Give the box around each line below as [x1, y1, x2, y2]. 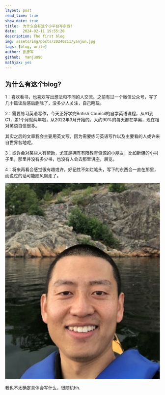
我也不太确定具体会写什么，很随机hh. [5, 385, 81, 391]
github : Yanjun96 [5, 55, 43, 60]
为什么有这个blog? [5, 80, 61, 88]
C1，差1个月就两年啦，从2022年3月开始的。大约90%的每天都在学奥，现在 [5, 117, 155, 123]
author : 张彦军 [5, 49, 34, 54]
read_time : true [5, 13, 38, 18]
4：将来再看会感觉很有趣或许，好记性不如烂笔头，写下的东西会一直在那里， [5, 166, 159, 172]
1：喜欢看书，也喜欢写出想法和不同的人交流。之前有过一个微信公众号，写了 [5, 94, 158, 100]
